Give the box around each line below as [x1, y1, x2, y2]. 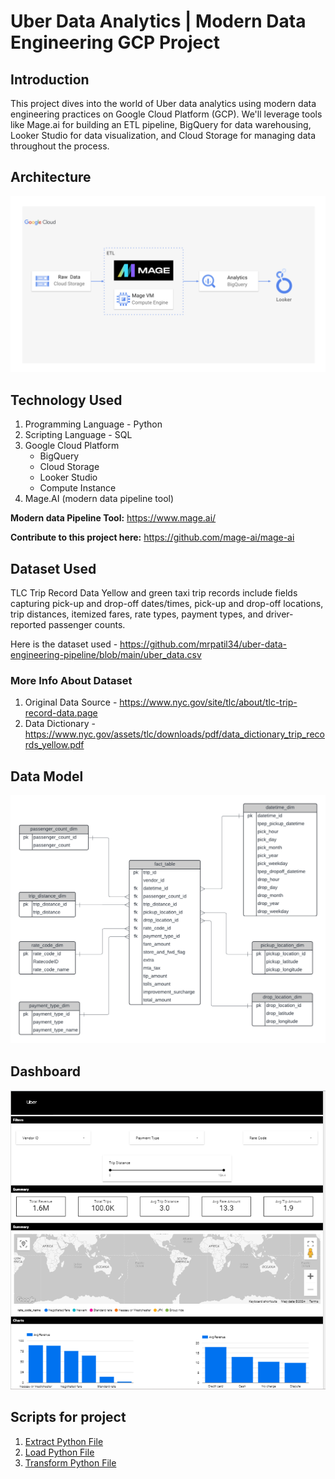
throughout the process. [10, 140, 110, 152]
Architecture [10, 169, 92, 186]
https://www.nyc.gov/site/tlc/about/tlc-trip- [119, 696, 298, 709]
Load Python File [24, 1446, 95, 1458]
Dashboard [10, 1063, 81, 1080]
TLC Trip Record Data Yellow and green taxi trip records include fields [10, 586, 298, 599]
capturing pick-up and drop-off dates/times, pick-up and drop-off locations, [10, 597, 324, 609]
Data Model [10, 768, 84, 785]
